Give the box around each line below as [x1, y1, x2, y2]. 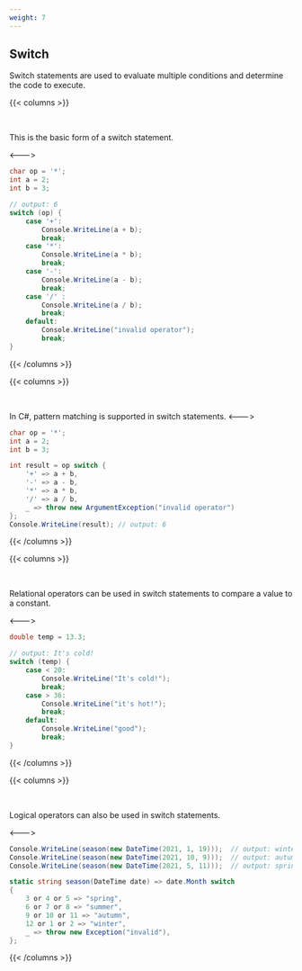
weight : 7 [9, 13, 47, 22]
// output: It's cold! [9, 649, 94, 658]
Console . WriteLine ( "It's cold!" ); [41, 674, 171, 683]
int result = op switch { [9, 461, 106, 471]
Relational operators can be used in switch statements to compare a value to [9, 589, 293, 599]
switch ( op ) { [9, 208, 63, 217]
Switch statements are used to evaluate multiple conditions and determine [9, 70, 284, 81]
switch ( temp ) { [9, 658, 70, 667]
